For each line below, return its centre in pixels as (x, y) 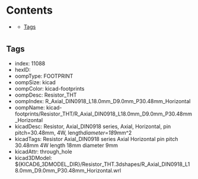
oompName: (30, 107)
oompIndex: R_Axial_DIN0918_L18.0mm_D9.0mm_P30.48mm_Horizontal (103, 101)
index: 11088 (30, 63)
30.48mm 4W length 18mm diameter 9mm (66, 145)
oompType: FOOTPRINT (44, 76)
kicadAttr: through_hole (43, 151)
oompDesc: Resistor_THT (46, 95)
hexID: (23, 69)
